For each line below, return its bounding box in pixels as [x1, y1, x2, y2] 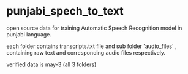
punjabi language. [6, 30, 52, 38]
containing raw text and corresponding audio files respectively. [6, 49, 166, 56]
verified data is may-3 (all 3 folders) [6, 61, 97, 68]
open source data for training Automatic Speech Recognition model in [6, 24, 182, 32]
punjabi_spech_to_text [6, 4, 124, 18]
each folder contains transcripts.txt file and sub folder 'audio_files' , [6, 42, 177, 50]
